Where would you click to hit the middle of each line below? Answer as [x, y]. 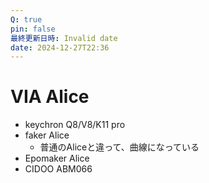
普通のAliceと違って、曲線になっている [119, 147]
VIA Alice [50, 97]
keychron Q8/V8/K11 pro [75, 125]
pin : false [33, 29]
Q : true [26, 19]
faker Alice [47, 135]
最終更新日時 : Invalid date [64, 38]
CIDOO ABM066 [58, 169]
